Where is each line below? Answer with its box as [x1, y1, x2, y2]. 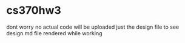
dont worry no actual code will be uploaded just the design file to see [6, 23, 180, 30]
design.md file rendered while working [6, 29, 103, 36]
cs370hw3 [6, 4, 62, 17]
